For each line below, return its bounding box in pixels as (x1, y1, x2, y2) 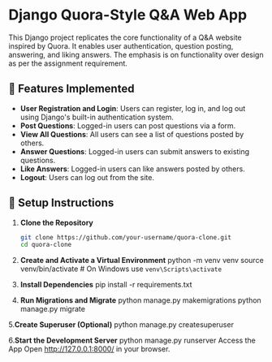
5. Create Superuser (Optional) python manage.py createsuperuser (8, 320, 234, 330)
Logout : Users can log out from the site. (19, 172, 155, 182)
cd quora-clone (19, 241, 72, 249)
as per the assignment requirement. (8, 58, 128, 68)
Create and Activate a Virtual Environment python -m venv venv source (19, 256, 264, 265)
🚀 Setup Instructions (8, 196, 114, 210)
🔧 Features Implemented (8, 82, 135, 96)
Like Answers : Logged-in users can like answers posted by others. (19, 164, 245, 174)
